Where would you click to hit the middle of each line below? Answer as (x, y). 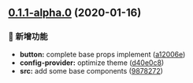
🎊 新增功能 (28, 37)
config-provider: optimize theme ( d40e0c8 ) (92, 63)
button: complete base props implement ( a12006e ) (102, 54)
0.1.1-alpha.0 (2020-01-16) (75, 13)
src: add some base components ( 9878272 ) (91, 70)
